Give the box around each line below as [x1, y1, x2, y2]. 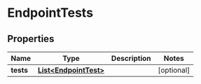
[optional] [158, 65, 190, 75]
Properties [7, 33, 55, 45]
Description [111, 54, 152, 63]
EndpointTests [7, 5, 93, 21]
